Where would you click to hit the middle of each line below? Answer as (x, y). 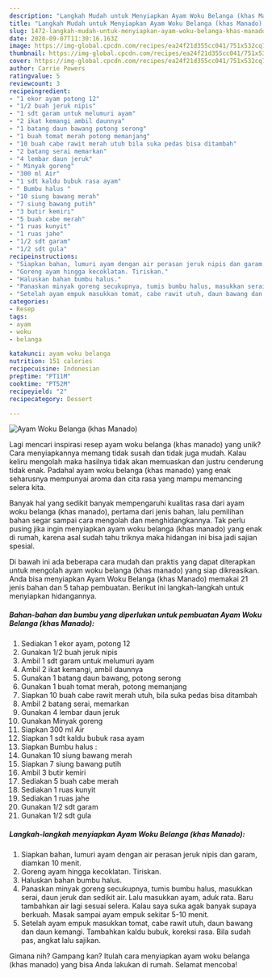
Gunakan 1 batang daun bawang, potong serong (100, 678)
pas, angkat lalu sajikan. (61, 941)
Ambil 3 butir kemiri (53, 772)
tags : (18, 316)
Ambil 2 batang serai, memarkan (75, 704)
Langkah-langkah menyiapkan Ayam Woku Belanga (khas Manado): (127, 834)
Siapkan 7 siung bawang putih (71, 764)
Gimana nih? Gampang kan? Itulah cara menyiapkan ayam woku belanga (130, 956)
